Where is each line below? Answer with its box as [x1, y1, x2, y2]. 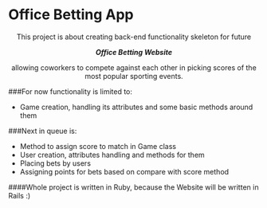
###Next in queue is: [8, 126, 77, 135]
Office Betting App [8, 6, 134, 24]
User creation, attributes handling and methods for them [19, 150, 205, 159]
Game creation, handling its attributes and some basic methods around [19, 102, 253, 112]
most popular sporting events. [84, 71, 183, 80]
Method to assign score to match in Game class [19, 141, 177, 151]
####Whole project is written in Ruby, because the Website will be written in [8, 182, 259, 192]
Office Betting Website [95, 47, 173, 57]
